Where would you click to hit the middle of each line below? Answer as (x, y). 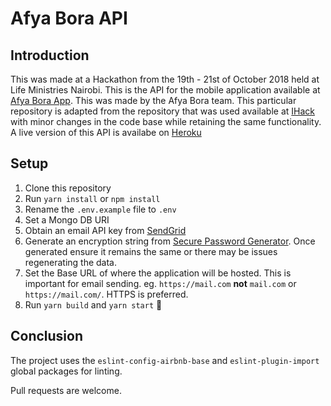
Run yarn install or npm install (92, 198)
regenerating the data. (71, 262)
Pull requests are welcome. (66, 390)
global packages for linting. (66, 371)
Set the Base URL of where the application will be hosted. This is (158, 273)
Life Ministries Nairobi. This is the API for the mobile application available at (165, 90)
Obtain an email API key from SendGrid (105, 230)
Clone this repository (68, 188)
